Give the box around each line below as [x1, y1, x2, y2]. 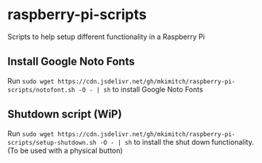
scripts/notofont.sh [7, 86, 76, 94]
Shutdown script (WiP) [7, 107, 122, 121]
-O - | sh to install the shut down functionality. [99, 137, 255, 146]
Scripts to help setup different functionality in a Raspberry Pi [7, 32, 206, 41]
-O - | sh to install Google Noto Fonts [78, 84, 203, 94]
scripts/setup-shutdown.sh [7, 138, 97, 146]
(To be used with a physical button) [7, 146, 124, 155]
